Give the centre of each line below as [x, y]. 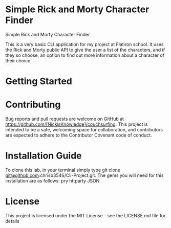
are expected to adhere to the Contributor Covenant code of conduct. [79, 135]
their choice [18, 60]
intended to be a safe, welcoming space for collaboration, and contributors [84, 130]
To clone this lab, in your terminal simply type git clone [63, 170]
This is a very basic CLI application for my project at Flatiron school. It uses [84, 44]
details [12, 221]
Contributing [33, 105]
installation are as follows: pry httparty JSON [52, 181]
